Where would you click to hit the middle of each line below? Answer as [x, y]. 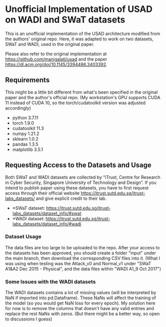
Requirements [27, 80]
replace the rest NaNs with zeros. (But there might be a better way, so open [83, 314]
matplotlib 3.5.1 [28, 149]
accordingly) [18, 108]
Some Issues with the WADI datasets [50, 282]
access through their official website [42, 193]
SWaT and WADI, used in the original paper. [50, 44]
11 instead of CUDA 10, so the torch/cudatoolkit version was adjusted [75, 103]
